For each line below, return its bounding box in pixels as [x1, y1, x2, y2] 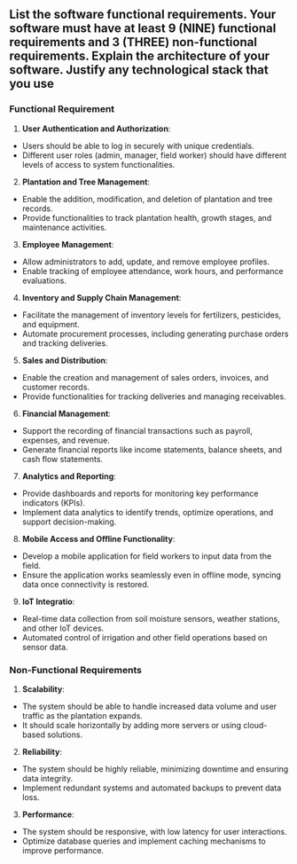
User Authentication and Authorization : [21, 123, 171, 134]
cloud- [243, 719, 268, 730]
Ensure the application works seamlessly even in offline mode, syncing [21, 569, 282, 580]
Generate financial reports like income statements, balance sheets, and [21, 444, 282, 455]
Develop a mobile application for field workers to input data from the [21, 550, 272, 562]
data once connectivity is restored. [21, 578, 150, 589]
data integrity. [21, 773, 74, 783]
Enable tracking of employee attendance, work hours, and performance [21, 265, 284, 276]
